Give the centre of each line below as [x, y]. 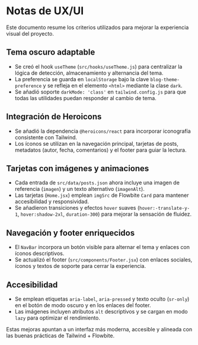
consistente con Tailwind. [46, 137]
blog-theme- [165, 79]
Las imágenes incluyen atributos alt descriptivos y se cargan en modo [101, 312]
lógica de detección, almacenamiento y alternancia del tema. [89, 73]
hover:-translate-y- [165, 209]
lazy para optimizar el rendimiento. [58, 318]
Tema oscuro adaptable [51, 52]
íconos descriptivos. [39, 254]
